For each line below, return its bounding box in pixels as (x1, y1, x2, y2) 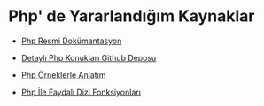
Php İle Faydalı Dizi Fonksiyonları (20, 87, 141, 97)
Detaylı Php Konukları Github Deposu (20, 52, 157, 63)
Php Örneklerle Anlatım (20, 69, 106, 80)
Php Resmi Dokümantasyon (20, 35, 122, 46)
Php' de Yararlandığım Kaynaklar (8, 6, 255, 26)
